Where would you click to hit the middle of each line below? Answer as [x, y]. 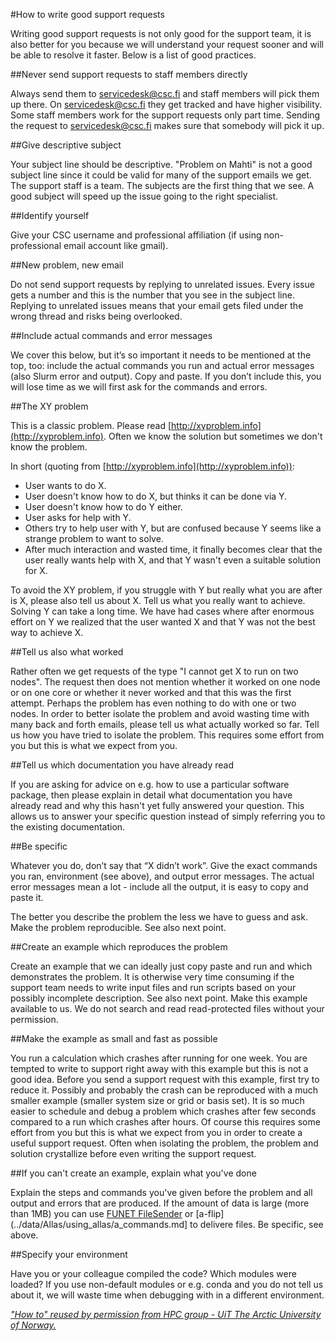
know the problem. [49, 447]
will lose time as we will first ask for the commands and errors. [139, 387]
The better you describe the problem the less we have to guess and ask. [159, 917]
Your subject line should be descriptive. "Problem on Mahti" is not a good [161, 164]
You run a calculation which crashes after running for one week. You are [159, 1058]
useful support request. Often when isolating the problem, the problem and [164, 1143]
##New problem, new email [67, 265]
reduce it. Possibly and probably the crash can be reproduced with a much [164, 1090]
